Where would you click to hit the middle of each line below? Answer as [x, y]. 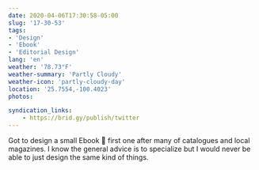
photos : [21, 96]
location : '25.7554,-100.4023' [60, 89]
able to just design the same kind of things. [78, 157]
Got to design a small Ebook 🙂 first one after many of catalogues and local [129, 140]
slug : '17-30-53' [37, 23]
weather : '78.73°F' [40, 67]
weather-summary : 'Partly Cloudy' [65, 74]
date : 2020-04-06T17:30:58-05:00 [63, 15]
